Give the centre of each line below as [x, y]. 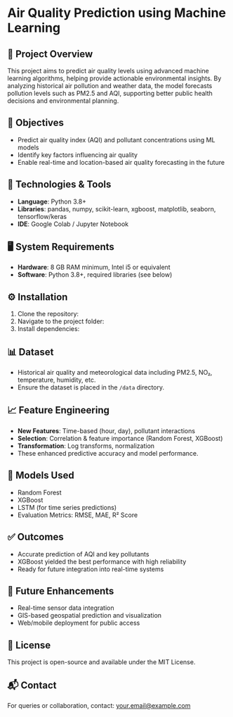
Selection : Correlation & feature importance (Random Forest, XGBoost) [120, 438]
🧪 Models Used [41, 476]
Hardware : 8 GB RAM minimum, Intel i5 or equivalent [94, 267]
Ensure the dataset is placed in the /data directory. [91, 387]
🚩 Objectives [36, 123]
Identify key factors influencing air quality [78, 155]
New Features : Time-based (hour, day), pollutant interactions [106, 430]
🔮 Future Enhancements [61, 591]
